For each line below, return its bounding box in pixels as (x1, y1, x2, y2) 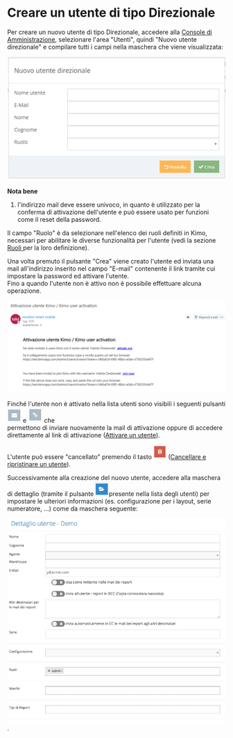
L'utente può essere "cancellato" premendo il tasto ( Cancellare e (7, 452, 207, 460)
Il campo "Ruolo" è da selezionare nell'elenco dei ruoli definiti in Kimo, (7, 229, 208, 237)
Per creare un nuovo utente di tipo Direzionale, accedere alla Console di (7, 28, 213, 36)
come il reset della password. (17, 216, 102, 223)
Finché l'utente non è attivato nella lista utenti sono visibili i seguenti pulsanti (7, 399, 226, 408)
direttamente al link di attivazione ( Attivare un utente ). (7, 431, 161, 439)
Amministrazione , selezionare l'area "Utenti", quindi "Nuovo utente (7, 35, 198, 43)
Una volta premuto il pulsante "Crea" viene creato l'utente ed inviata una (7, 257, 214, 265)
